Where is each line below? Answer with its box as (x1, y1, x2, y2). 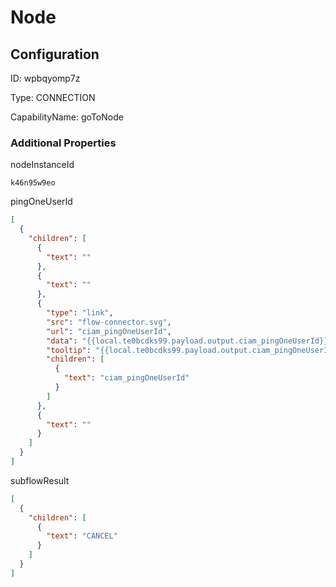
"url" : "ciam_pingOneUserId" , (46, 326, 172, 336)
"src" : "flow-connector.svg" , (46, 317, 172, 327)
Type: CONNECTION (10, 92, 96, 103)
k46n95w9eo (10, 178, 56, 188)
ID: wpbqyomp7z (10, 72, 81, 84)
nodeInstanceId (10, 159, 75, 171)
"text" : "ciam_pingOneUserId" (63, 373, 190, 383)
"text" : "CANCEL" (46, 531, 118, 541)
